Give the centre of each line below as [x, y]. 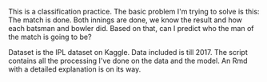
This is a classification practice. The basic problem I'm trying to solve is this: [134, 12]
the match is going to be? [50, 37]
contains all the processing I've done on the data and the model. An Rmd [128, 61]
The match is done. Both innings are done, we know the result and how [125, 20]
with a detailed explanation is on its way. [75, 69]
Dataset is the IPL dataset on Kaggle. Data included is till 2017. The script [128, 52]
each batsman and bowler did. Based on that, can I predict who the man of [131, 28]
